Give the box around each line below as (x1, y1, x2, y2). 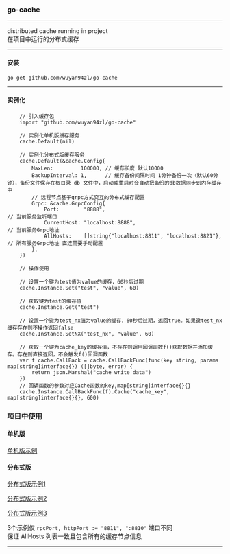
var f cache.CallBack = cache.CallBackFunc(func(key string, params (19, 357, 219, 364)
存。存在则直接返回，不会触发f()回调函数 (7, 351, 108, 358)
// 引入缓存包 (19, 113, 55, 119)
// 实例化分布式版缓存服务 (19, 151, 85, 159)
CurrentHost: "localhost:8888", (43, 219, 136, 226)
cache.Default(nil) (19, 138, 75, 145)
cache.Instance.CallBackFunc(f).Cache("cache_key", (19, 388, 170, 395)
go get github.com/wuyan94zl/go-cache (7, 74, 118, 81)
